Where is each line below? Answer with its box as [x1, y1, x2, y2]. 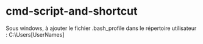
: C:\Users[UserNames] [5, 31, 65, 38]
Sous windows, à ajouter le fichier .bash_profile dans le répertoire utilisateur [5, 24, 197, 32]
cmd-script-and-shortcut [5, 4, 138, 18]
